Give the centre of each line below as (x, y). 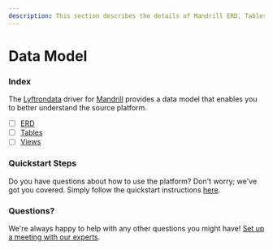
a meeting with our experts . (54, 237)
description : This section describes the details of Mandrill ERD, (125, 16)
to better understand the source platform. (78, 108)
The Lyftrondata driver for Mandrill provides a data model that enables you (133, 99)
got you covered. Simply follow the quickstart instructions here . (115, 190)
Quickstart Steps (43, 163)
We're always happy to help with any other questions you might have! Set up (136, 228)
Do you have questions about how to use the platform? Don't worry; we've (133, 181)
